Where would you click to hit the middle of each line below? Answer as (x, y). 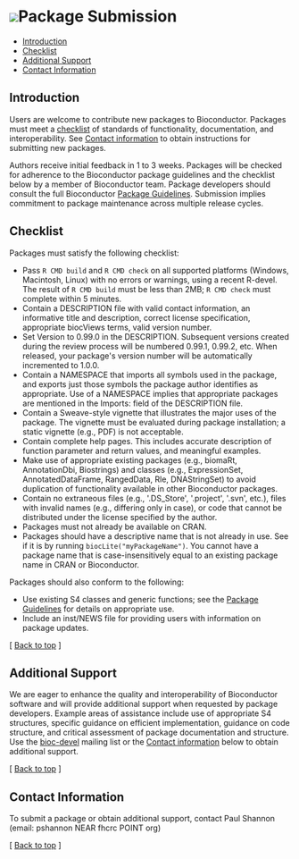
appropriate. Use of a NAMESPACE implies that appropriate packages (150, 393)
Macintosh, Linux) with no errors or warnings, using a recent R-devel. (150, 280)
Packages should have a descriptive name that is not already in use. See (155, 536)
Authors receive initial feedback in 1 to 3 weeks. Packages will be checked (146, 165)
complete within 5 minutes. (72, 299)
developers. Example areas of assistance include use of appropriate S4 (141, 713)
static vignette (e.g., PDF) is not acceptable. (103, 432)
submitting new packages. (58, 147)
